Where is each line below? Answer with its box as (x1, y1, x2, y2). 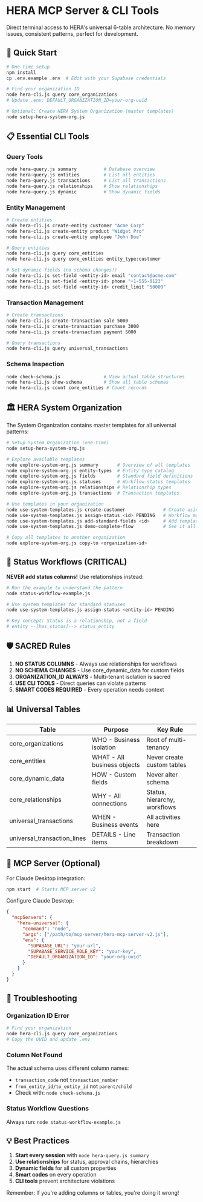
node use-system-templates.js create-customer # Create (6, 507, 185, 513)
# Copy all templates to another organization (6, 535, 126, 541)
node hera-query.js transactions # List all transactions (6, 178, 166, 184)
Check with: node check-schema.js (14, 1089, 101, 1097)
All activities (146, 813, 181, 821)
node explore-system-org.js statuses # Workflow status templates (6, 479, 190, 485)
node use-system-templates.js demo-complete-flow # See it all (6, 524, 196, 530)
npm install (6, 69, 36, 76)
